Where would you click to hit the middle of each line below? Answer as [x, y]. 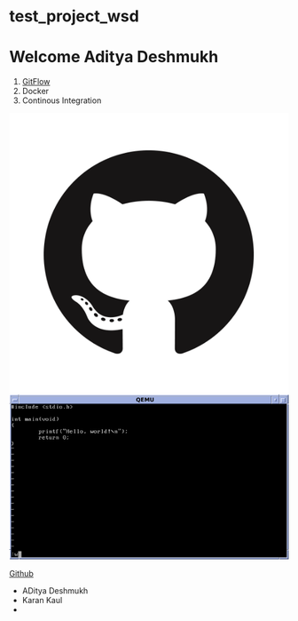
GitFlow [36, 82]
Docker [35, 92]
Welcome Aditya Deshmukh [114, 57]
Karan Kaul [42, 600]
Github [21, 573]
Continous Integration [62, 100]
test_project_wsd [74, 16]
